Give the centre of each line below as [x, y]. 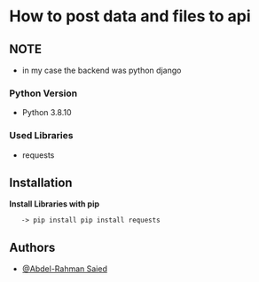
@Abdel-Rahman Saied [65, 269]
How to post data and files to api [130, 16]
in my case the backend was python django [102, 70]
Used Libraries [41, 136]
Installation [41, 182]
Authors [32, 247]
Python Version [43, 93]
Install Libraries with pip [55, 204]
